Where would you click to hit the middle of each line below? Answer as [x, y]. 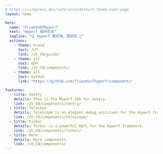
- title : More [24, 135]
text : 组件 [28, 63]
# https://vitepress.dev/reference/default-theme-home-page [67, 9]
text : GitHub [31, 77]
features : [15, 90]
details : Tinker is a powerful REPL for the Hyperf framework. [79, 126]
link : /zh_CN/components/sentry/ [48, 104]
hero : [10, 23]
